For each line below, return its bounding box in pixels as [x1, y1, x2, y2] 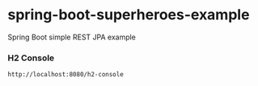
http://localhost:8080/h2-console [7, 71, 125, 79]
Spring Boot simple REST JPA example [7, 32, 137, 42]
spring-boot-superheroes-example [7, 6, 250, 24]
